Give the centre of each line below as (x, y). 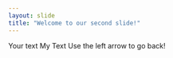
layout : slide (32, 15)
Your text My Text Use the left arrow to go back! (87, 45)
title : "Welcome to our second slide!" (75, 23)
